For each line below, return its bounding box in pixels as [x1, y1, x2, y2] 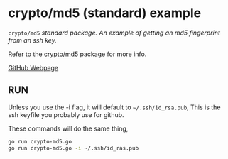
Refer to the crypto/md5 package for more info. [8, 50, 147, 58]
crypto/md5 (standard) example [8, 5, 202, 21]
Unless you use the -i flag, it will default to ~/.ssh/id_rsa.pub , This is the [8, 103, 221, 111]
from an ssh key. [8, 35, 58, 44]
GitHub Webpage [8, 63, 59, 72]
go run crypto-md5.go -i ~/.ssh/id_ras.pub [8, 144, 139, 152]
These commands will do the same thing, [8, 124, 129, 133]
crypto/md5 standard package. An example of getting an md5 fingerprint [8, 28, 221, 37]
